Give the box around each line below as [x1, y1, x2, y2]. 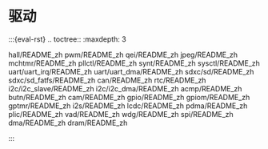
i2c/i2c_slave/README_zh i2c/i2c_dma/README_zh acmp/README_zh [8, 83, 242, 93]
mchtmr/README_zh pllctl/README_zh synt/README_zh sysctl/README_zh [8, 58, 260, 68]
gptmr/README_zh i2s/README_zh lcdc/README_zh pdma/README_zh [8, 101, 248, 111]
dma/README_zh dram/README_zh [8, 118, 128, 127]
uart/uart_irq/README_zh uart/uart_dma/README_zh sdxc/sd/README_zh [8, 66, 254, 76]
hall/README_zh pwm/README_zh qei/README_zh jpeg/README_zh [8, 50, 238, 59]
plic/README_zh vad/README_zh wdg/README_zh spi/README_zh [8, 109, 234, 119]
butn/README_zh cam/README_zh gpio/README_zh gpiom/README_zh [8, 92, 250, 102]
